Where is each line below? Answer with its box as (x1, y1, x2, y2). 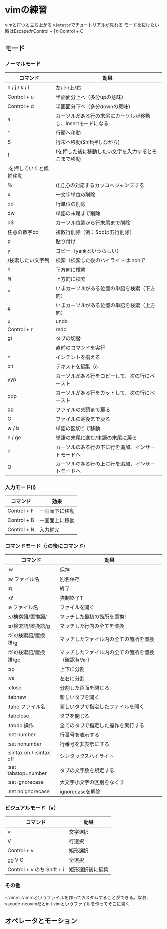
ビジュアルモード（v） (5, 805, 59, 812)
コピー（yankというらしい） (55, 247, 122, 254)
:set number (7, 731, 36, 738)
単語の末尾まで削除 (55, 210, 101, 217)
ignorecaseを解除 (59, 788, 101, 795)
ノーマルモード (5, 60, 41, 67)
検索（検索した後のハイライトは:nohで (55, 257, 146, 264)
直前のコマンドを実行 (55, 344, 106, 351)
